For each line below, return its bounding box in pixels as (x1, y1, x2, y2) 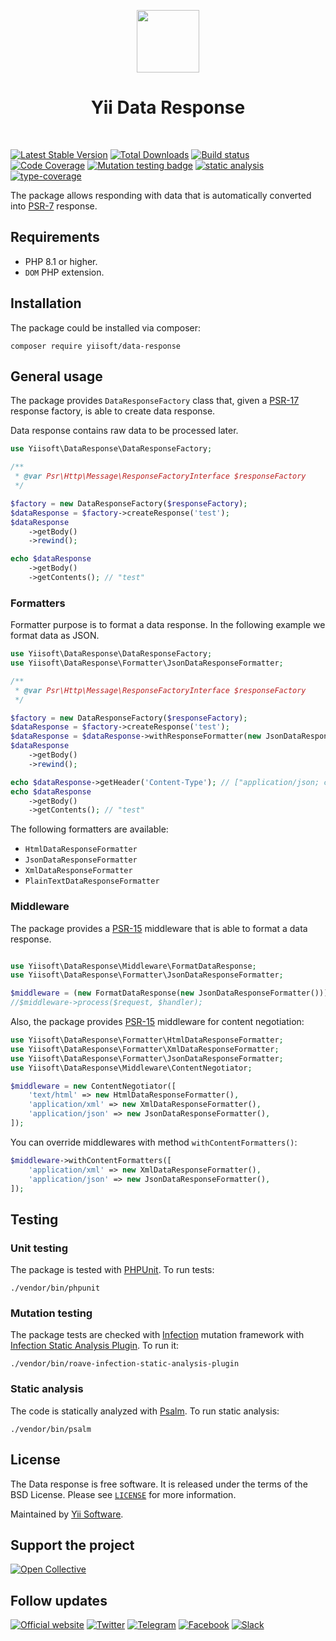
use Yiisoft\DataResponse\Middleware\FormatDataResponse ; (10, 961, 257, 971)
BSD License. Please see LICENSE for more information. (10, 1488, 237, 1500)
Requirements (10, 229, 100, 246)
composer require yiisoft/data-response (10, 341, 182, 351)
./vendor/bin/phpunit (10, 1283, 101, 1294)
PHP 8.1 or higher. (24, 255, 98, 267)
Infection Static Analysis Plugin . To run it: (10, 1340, 180, 1352)
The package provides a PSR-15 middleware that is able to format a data (10, 922, 308, 934)
